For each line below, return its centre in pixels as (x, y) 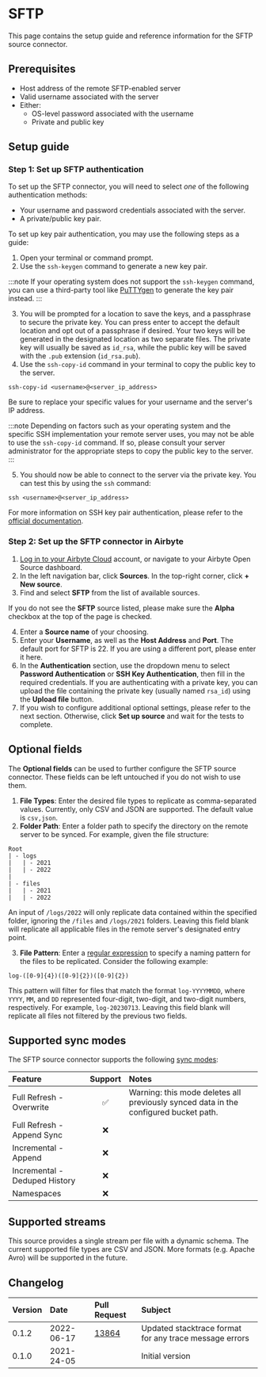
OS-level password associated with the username (112, 113)
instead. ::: (25, 299)
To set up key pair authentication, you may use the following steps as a (124, 234)
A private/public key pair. (60, 219)
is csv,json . (38, 817)
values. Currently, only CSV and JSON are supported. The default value (136, 809)
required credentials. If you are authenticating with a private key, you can (139, 682)
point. (18, 937)
